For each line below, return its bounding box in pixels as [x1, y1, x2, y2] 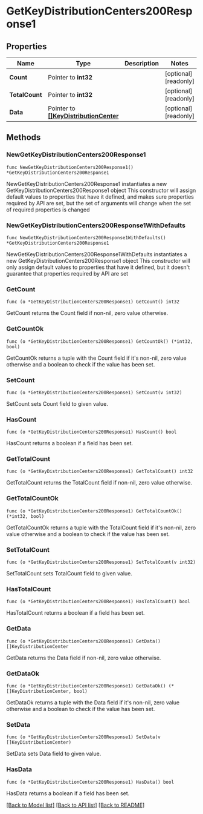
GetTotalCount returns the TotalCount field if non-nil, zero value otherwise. [6, 479, 192, 486]
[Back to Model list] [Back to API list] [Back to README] [6, 801, 145, 809]
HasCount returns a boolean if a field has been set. [6, 440, 134, 447]
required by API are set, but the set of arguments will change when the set [6, 199, 192, 207]
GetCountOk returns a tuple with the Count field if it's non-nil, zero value [6, 354, 187, 362]
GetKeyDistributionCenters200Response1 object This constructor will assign [6, 187, 196, 194]
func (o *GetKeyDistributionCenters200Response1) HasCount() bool [6, 429, 177, 435]
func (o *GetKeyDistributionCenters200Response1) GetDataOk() [6, 683, 166, 689]
